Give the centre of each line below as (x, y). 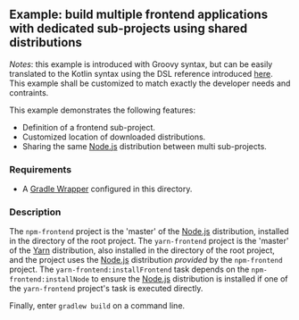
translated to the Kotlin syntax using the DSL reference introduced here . (141, 73)
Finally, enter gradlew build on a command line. (97, 306)
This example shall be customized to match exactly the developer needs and (150, 83)
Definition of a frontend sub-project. (89, 127)
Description (35, 212)
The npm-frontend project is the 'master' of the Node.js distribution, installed (149, 232)
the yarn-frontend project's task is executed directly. (106, 289)
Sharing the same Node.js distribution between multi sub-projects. (145, 146)
